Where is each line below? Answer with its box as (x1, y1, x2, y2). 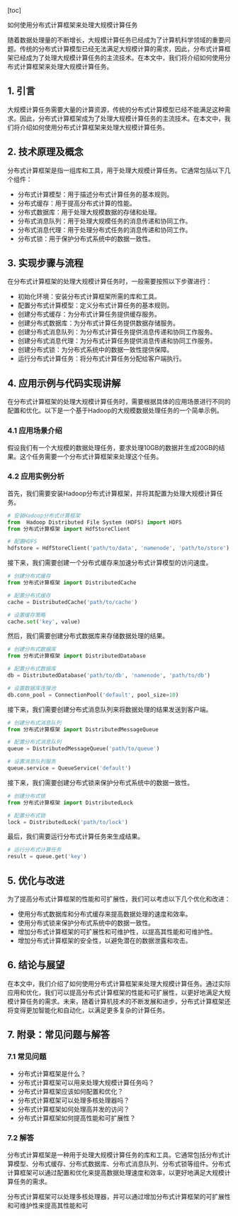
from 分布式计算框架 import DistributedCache (7, 579, 137, 586)
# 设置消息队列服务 (7, 758, 57, 765)
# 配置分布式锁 (7, 812, 46, 819)
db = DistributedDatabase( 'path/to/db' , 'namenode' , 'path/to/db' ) (7, 672, 211, 679)
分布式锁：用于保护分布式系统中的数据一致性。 (17, 234, 154, 243)
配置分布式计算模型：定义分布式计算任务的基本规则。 (17, 301, 174, 310)
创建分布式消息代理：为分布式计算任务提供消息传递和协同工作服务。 (17, 336, 217, 345)
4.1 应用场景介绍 (7, 426, 62, 436)
